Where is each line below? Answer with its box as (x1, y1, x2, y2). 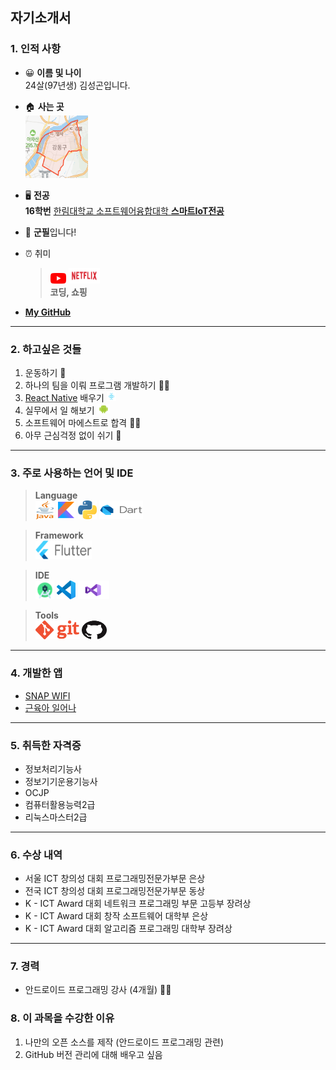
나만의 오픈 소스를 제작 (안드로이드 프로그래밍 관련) (24, 1036, 224, 1048)
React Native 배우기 (24, 391, 105, 403)
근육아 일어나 (24, 701, 77, 713)
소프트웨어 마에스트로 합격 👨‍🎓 (24, 416, 142, 428)
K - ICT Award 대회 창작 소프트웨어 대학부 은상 (24, 910, 209, 922)
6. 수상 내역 (10, 848, 63, 862)
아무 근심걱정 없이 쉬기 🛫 (24, 429, 122, 441)
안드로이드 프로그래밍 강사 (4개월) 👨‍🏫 (24, 984, 172, 996)
